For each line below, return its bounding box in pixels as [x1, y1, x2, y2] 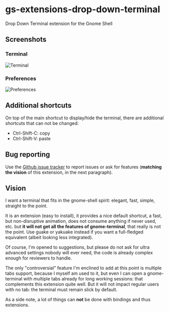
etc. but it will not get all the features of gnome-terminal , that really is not [5, 223, 161, 230]
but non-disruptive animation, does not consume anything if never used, [5, 218, 156, 224]
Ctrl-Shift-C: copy [12, 130, 50, 136]
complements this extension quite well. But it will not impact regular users [5, 281, 159, 288]
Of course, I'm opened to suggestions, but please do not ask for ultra [5, 244, 150, 250]
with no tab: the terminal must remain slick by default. [5, 287, 118, 293]
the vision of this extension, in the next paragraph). [5, 169, 113, 175]
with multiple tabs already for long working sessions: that [23, 276, 143, 282]
